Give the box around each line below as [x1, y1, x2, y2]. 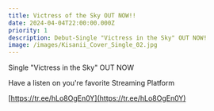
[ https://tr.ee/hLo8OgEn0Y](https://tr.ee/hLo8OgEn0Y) [8, 94, 186, 103]
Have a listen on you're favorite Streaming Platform [8, 78, 175, 88]
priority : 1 [8, 26, 48, 34]
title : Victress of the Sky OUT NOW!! [8, 11, 136, 20]
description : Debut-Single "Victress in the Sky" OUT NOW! [8, 33, 208, 42]
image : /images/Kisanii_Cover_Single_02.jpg [8, 41, 158, 49]
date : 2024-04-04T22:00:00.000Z [8, 19, 115, 27]
